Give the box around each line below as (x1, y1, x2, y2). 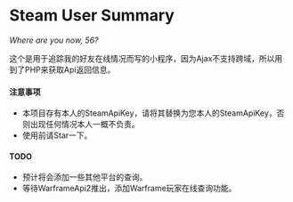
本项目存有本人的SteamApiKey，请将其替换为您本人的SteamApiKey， (21, 108, 277, 118)
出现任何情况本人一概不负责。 (29, 119, 140, 130)
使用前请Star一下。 (21, 130, 93, 141)
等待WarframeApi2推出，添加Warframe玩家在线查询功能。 (21, 183, 237, 194)
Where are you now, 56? (9, 35, 99, 45)
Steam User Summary (9, 5, 175, 26)
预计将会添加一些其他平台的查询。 (21, 172, 148, 182)
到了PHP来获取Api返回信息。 (9, 64, 116, 75)
